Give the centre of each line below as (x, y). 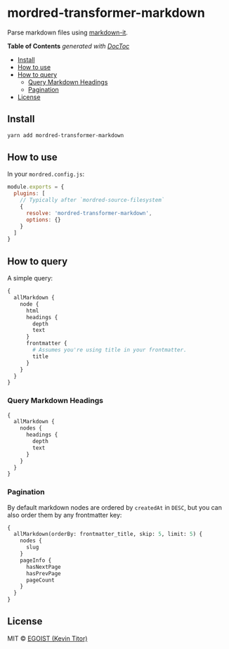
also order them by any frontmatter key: (65, 515)
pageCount (40, 580)
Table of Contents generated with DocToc (68, 46)
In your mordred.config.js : (46, 174)
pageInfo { (36, 560)
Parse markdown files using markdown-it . (68, 32)
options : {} (43, 219)
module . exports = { (36, 187)
